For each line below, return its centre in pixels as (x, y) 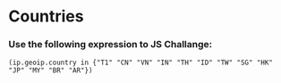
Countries (46, 17)
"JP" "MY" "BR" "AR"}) (51, 71)
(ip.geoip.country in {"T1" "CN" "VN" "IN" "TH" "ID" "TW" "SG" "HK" (141, 63)
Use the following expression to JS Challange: (111, 45)
